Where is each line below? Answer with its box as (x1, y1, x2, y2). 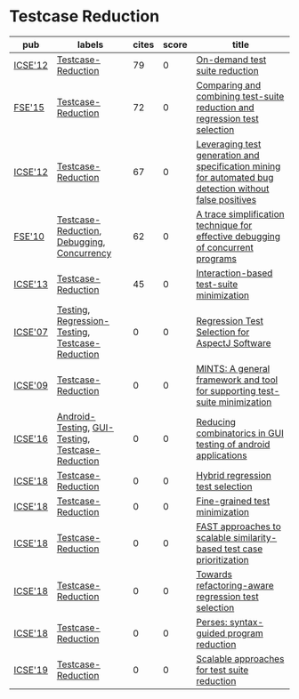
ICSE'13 (13, 277, 49, 290)
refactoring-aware (195, 579, 274, 591)
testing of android (195, 438, 271, 450)
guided (195, 627, 226, 639)
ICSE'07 (13, 325, 49, 338)
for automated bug (195, 171, 274, 183)
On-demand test (195, 53, 267, 66)
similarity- (232, 531, 278, 543)
